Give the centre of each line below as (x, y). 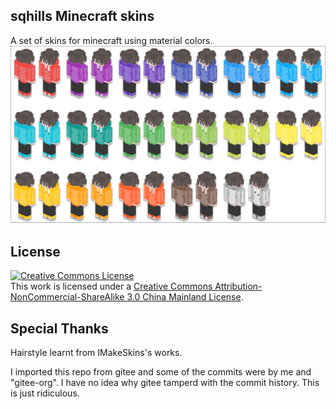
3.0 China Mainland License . (185, 297)
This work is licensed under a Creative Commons (111, 286)
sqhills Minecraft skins (82, 16)
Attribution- (238, 286)
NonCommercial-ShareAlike (67, 297)
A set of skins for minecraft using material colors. (111, 40)
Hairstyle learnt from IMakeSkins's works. (96, 352)
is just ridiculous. (45, 393)
